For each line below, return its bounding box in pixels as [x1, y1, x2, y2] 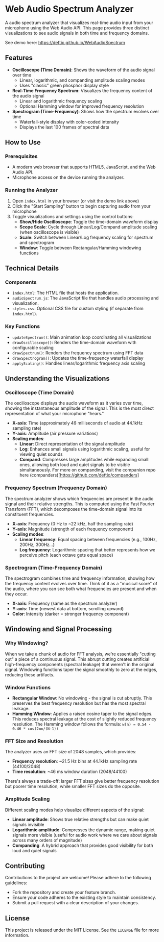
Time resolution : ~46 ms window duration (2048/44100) [12, 768, 127, 775]
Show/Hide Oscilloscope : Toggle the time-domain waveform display [19, 219, 159, 224]
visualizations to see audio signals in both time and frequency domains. [5, 30, 149, 36]
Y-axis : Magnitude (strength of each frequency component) [12, 526, 134, 532]
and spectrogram [19, 239, 55, 246]
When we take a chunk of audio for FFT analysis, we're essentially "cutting [5, 651, 156, 657]
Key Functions [5, 323, 40, 330]
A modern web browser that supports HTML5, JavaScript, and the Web [12, 164, 156, 170]
